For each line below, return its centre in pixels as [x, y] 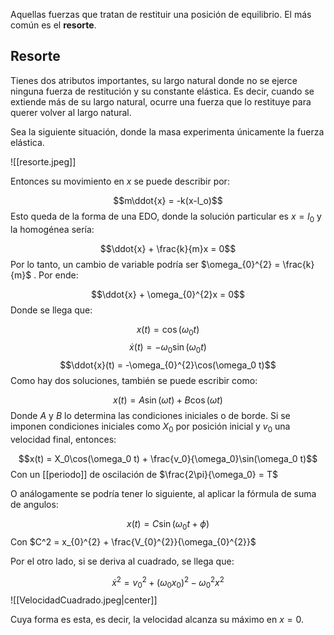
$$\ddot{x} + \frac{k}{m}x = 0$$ [168, 248]
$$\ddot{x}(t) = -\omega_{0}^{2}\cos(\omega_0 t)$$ [168, 365]
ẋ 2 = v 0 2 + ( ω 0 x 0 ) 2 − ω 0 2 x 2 [168, 582]
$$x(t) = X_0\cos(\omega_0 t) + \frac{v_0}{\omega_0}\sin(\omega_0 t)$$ [168, 458]
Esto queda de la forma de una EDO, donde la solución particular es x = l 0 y [166, 217]
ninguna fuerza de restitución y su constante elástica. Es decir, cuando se [162, 91]
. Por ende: [56, 275]
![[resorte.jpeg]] [43, 161]
